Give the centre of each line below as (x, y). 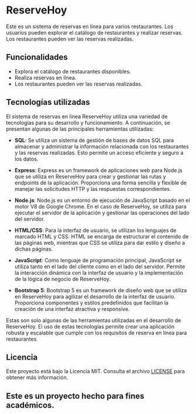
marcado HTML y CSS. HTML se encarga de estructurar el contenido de (102, 236)
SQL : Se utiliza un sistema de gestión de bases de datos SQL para (94, 140)
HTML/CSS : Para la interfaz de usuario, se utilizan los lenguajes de (95, 230)
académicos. (30, 405)
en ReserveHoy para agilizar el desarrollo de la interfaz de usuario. (95, 296)
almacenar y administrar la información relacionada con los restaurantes (102, 146)
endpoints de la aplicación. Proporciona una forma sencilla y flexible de (101, 183)
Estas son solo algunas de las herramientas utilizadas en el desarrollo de (94, 320)
